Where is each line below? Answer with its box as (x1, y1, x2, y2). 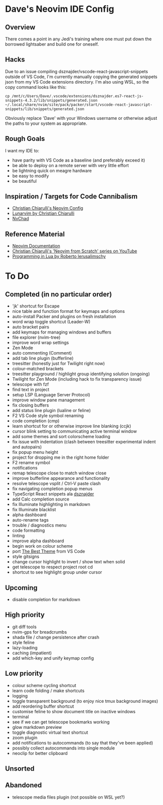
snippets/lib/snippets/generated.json (5, 107, 84, 111)
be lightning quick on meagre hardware (12, 167, 92, 173)
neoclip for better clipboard (12, 750, 68, 756)
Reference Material (5, 230, 65, 238)
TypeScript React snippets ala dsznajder (12, 491, 94, 497)
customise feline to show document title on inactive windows (12, 708, 136, 714)
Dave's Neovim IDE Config (5, 3, 114, 15)
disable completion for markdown (12, 597, 81, 603)
